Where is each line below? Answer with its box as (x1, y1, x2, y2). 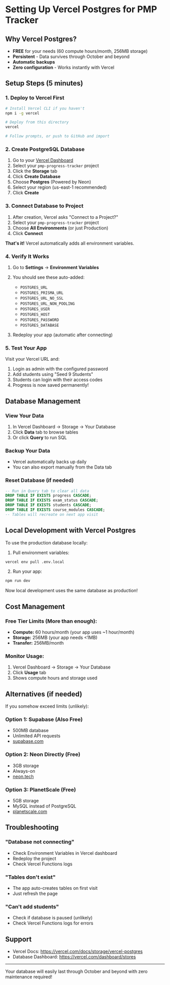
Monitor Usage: (5, 652, 45, 659)
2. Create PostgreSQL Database (5, 146, 85, 153)
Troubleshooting (5, 823, 59, 832)
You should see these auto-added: (12, 274, 85, 280)
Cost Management (5, 602, 65, 611)
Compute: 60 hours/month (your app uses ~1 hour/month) (12, 629, 135, 635)
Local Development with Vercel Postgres (5, 526, 136, 535)
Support (5, 935, 32, 943)
